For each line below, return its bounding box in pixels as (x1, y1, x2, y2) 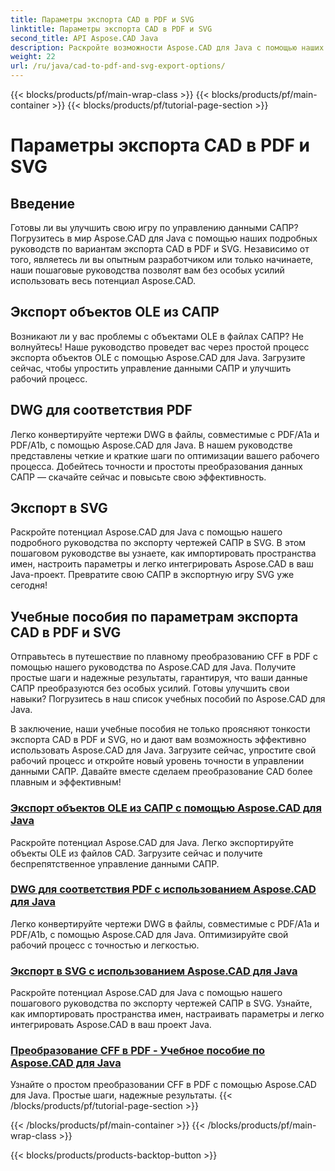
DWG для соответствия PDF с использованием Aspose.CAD (10, 882, 317, 896)
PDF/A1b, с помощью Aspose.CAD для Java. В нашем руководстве (10, 439, 293, 451)
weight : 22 (10, 52, 56, 62)
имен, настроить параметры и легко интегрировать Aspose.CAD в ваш (10, 558, 314, 570)
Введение (10, 195, 76, 212)
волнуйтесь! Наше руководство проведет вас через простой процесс (10, 341, 310, 353)
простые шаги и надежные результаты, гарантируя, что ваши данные (10, 672, 308, 684)
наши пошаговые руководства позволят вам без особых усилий (10, 264, 285, 276)
